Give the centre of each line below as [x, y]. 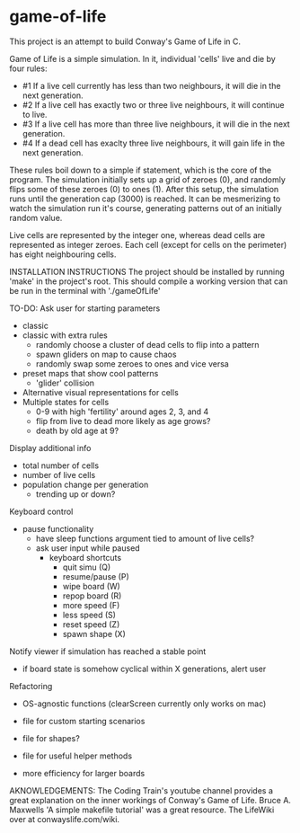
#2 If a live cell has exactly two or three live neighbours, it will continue [153, 104]
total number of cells [61, 465]
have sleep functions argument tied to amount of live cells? [145, 538]
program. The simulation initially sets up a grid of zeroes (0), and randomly [147, 179]
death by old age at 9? [77, 430]
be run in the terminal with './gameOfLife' [85, 290]
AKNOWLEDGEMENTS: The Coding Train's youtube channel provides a [141, 790]
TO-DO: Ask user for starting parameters [85, 308]
